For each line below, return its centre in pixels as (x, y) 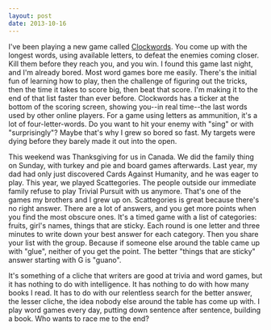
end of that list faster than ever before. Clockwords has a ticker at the (124, 98)
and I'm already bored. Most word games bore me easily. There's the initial (133, 72)
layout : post (30, 16)
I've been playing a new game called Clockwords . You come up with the (128, 46)
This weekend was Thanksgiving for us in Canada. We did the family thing (131, 157)
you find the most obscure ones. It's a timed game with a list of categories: (133, 217)
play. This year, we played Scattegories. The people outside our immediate (132, 182)
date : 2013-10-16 (38, 23)
